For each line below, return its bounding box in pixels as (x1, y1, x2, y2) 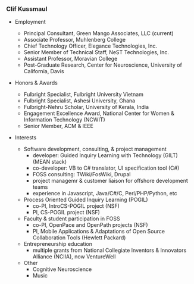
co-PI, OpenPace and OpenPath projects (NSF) (32, 221, 148, 229)
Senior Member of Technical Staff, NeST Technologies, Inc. (23, 49, 170, 56)
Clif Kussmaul (6, 5, 48, 13)
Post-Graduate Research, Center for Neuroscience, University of (23, 61, 183, 68)
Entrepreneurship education (23, 241, 93, 248)
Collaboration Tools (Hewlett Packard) (32, 234, 126, 241)
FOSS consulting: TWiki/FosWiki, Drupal (32, 171, 131, 178)
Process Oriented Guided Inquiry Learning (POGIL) (23, 196, 148, 204)
